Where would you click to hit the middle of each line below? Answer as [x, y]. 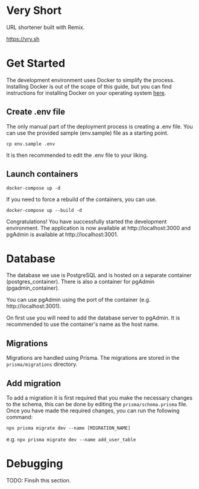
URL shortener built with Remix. [46, 27]
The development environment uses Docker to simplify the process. [90, 80]
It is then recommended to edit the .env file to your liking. [77, 155]
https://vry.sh [23, 39]
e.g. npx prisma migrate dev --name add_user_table [71, 439]
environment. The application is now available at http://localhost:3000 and [99, 228]
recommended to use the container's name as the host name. [83, 324]
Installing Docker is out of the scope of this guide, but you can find [89, 86]
